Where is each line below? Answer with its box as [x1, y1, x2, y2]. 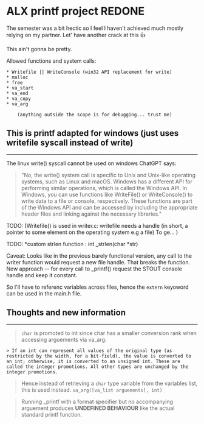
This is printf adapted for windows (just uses [6, 128, 179, 138]
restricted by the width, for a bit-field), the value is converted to [6, 353, 191, 359]
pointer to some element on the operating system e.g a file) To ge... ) [6, 228, 178, 236]
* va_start [6, 85, 34, 91]
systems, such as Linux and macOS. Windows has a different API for [21, 178, 193, 185]
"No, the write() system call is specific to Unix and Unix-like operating [21, 171, 196, 178]
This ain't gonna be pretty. [6, 45, 72, 52]
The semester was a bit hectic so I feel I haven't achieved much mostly [6, 24, 184, 32]
